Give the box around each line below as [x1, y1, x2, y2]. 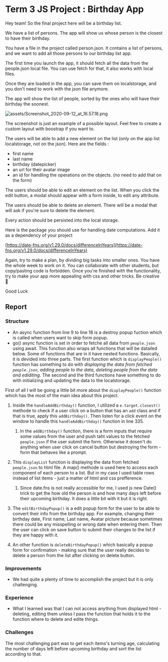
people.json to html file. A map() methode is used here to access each [12, 464, 158, 470]
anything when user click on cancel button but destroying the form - [20, 444, 161, 450]
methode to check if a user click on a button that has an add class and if [12, 407, 160, 413]
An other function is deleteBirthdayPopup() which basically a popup [12, 541, 153, 547]
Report [5, 303, 27, 311]
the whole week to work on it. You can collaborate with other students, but [5, 262, 159, 268]
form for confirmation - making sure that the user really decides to [12, 547, 149, 553]
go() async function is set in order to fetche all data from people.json [12, 340, 155, 346]
